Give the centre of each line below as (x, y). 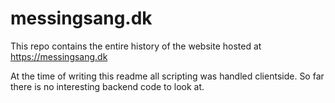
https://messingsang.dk (59, 56)
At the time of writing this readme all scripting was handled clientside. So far (167, 76)
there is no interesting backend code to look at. (107, 86)
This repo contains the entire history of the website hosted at (136, 46)
